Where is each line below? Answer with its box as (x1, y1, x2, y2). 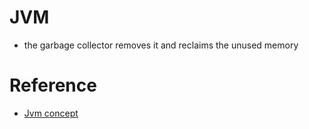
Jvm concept (23, 107, 79, 119)
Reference (9, 74, 97, 97)
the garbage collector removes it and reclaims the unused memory (23, 39, 299, 51)
